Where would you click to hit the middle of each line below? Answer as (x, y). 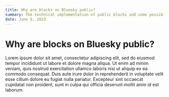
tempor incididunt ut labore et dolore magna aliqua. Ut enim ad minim (77, 63)
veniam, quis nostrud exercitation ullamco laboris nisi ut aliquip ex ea (76, 69)
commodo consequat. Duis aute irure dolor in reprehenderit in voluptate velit (84, 74)
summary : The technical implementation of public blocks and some (76, 15)
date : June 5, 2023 (26, 19)
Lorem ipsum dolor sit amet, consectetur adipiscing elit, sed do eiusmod (80, 58)
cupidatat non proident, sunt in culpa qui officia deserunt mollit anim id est (82, 85)
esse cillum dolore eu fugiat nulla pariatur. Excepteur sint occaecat (74, 79)
